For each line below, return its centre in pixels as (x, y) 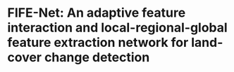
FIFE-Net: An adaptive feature (97, 13)
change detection (97, 58)
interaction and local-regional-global (117, 28)
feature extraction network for (98, 43)
